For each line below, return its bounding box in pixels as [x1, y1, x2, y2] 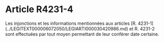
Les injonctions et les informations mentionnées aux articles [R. [5, 20, 137, 26]
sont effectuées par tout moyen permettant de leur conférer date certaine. [5, 31, 159, 37]
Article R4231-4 [5, 4, 74, 15]
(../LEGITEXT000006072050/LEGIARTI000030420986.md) [5, 25, 129, 31]
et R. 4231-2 [129, 25, 155, 31]
